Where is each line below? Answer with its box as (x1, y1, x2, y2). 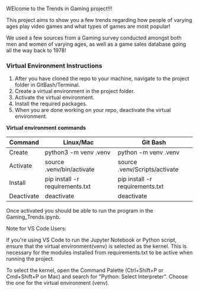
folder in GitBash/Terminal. (14, 81, 80, 88)
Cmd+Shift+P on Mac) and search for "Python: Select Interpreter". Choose (6, 273, 188, 280)
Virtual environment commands (6, 124, 86, 131)
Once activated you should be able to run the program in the (6, 207, 153, 214)
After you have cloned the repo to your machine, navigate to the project (14, 75, 190, 82)
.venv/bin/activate (44, 165, 95, 174)
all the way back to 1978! (6, 47, 66, 54)
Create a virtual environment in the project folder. (14, 88, 135, 95)
